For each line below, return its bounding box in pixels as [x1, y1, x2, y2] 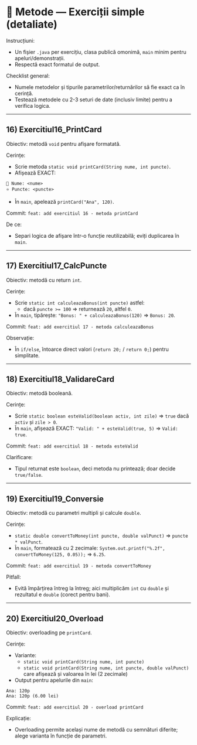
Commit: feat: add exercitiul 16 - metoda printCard [6, 209, 138, 216]
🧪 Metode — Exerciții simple [6, 5, 145, 19]
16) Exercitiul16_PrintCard [6, 125, 102, 135]
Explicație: [6, 715, 31, 722]
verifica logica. [14, 102, 51, 109]
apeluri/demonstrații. [14, 54, 66, 61]
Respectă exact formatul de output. [14, 61, 100, 68]
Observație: [6, 334, 35, 341]
